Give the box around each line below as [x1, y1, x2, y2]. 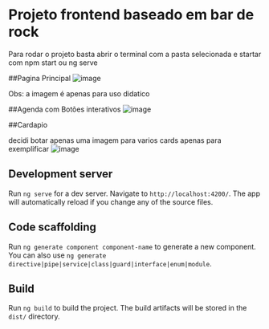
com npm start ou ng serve [8, 58, 98, 67]
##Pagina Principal [8, 73, 71, 83]
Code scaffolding [8, 221, 96, 234]
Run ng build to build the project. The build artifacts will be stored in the [8, 303, 247, 313]
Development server [8, 167, 113, 181]
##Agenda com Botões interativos [8, 104, 122, 114]
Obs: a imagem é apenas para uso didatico [8, 88, 150, 98]
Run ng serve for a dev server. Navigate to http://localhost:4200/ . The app [8, 189, 261, 198]
